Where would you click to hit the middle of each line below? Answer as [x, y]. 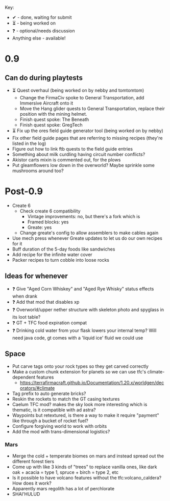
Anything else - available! [39, 38]
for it [17, 243]
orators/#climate [37, 388]
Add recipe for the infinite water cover [52, 254]
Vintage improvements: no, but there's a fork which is [84, 216]
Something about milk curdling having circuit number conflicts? [79, 154]
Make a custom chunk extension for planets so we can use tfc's [79, 371]
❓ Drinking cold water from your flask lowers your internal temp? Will [84, 330]
